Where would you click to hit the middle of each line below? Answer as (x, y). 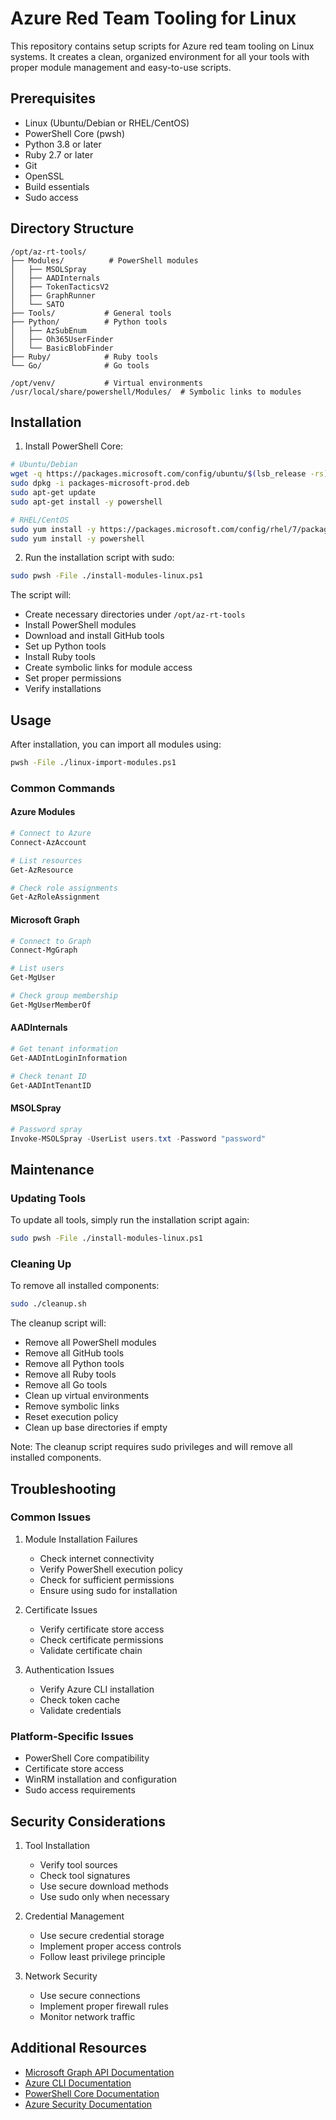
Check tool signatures (85, 1875)
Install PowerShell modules (80, 625)
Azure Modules (43, 812)
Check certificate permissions (101, 1639)
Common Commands (63, 788)
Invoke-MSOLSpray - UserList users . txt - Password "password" (138, 1138)
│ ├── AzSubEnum (48, 330)
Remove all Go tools (66, 1385)
